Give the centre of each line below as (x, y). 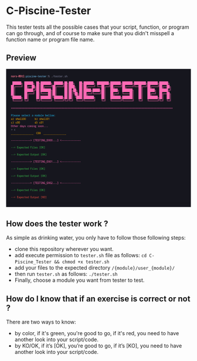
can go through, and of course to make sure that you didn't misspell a (90, 33)
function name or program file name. (50, 39)
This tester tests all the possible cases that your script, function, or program (98, 27)
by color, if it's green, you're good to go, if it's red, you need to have (97, 333)
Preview (21, 58)
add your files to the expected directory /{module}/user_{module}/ (94, 268)
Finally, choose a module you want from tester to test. (79, 280)
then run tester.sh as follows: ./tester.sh (66, 274)
